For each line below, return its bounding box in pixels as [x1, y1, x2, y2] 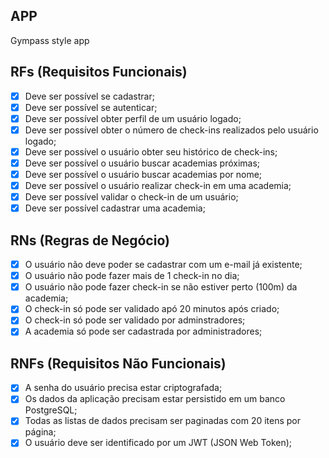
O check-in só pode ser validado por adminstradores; [24, 314, 246, 326]
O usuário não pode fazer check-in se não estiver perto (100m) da [24, 281, 298, 293]
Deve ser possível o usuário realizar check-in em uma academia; [24, 180, 292, 192]
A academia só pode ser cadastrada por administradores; [24, 325, 263, 338]
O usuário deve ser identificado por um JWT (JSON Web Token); [24, 437, 293, 449]
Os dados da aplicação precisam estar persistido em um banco [24, 393, 286, 405]
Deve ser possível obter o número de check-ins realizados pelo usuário [24, 124, 319, 136]
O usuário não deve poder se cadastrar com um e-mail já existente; [24, 259, 303, 271]
